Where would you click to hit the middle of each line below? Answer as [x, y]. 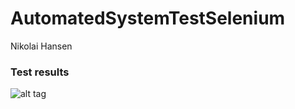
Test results [40, 72]
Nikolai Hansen [41, 46]
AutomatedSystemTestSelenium [148, 18]
